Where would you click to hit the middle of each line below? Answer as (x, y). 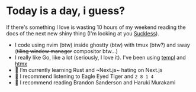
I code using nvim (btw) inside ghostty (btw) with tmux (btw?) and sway (102, 45)
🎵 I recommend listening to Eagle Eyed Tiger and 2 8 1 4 (84, 76)
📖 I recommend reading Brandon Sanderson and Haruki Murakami (95, 82)
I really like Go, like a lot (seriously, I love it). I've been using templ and (100, 57)
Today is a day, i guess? (66, 11)
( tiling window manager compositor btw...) (66, 51)
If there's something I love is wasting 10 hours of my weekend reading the (96, 27)
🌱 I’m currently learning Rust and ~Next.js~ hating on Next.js (89, 70)
